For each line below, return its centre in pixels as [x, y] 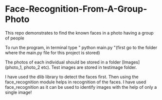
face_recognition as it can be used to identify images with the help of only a [81, 87]
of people [15, 38]
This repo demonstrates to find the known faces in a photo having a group [80, 33]
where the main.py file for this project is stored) [53, 53]
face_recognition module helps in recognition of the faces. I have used [76, 82]
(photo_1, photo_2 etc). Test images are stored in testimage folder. [71, 67]
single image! [18, 92]
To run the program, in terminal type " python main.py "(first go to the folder [81, 47]
